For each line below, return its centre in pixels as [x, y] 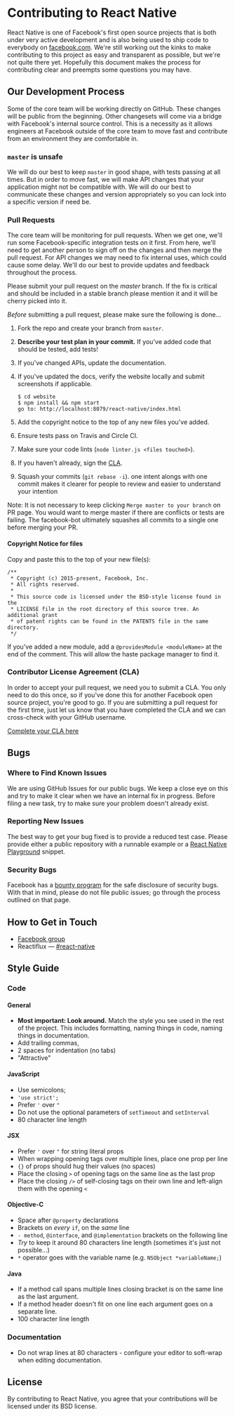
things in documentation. [53, 1035]
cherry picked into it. [37, 301]
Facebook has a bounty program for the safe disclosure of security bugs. [113, 885]
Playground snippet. [36, 852]
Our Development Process [66, 92]
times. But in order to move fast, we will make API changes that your [106, 180]
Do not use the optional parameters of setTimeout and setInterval [113, 1112]
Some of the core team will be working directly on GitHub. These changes [114, 108]
